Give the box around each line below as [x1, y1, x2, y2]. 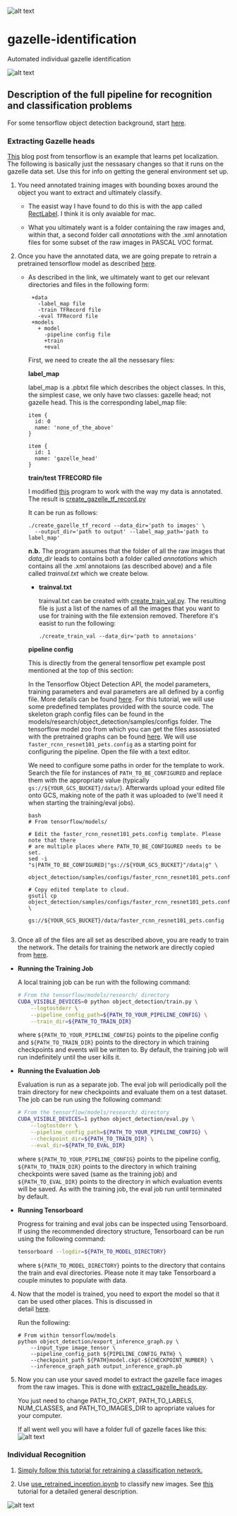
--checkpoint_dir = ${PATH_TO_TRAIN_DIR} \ [30, 1135, 154, 1142]
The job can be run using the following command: [17, 1096, 162, 1104]
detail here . [17, 1304, 51, 1313]
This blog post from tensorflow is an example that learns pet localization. [7, 152, 219, 161]
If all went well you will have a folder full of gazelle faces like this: [17, 1425, 207, 1433]
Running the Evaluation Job [17, 1067, 101, 1075]
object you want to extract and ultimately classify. [17, 188, 162, 197]
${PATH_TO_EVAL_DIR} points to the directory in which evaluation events [17, 1177, 223, 1185]
